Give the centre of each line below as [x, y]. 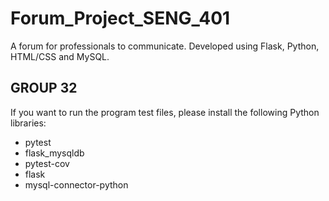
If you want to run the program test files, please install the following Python [165, 112]
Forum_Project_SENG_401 [120, 18]
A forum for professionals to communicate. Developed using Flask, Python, [165, 46]
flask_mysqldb [54, 153]
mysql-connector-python [76, 184]
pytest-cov [47, 163]
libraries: [28, 123]
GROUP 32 [44, 88]
